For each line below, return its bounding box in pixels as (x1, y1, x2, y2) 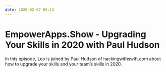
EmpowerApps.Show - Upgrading (5, 28, 146, 40)
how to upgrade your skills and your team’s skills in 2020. (5, 61, 122, 67)
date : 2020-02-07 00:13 (5, 7, 55, 12)
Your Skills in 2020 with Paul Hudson (5, 39, 160, 50)
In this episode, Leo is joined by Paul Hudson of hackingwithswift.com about (5, 56, 161, 62)
